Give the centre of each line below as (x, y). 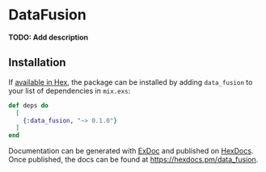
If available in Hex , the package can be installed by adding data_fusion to (131, 82)
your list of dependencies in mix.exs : (70, 90)
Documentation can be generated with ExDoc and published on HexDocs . (131, 151)
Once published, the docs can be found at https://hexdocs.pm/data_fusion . (133, 160)
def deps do (28, 105)
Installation (37, 63)
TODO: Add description (49, 37)
